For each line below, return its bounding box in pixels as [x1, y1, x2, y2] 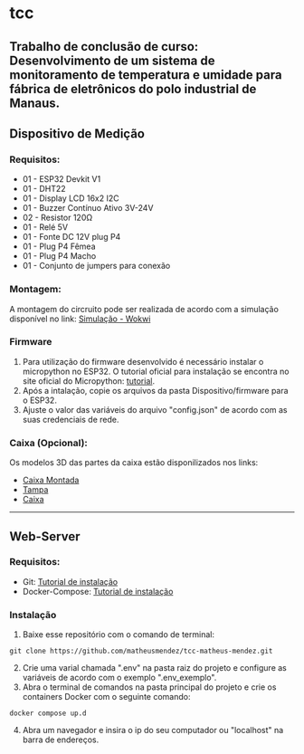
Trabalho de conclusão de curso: [9, 39, 199, 54]
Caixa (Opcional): [9, 436, 89, 449]
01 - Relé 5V [22, 222, 69, 233]
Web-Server [9, 529, 81, 544]
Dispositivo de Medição [9, 126, 145, 141]
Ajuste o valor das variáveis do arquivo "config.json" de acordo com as [22, 404, 288, 415]
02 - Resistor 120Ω [22, 212, 93, 224]
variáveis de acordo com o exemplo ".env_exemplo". [22, 673, 217, 683]
